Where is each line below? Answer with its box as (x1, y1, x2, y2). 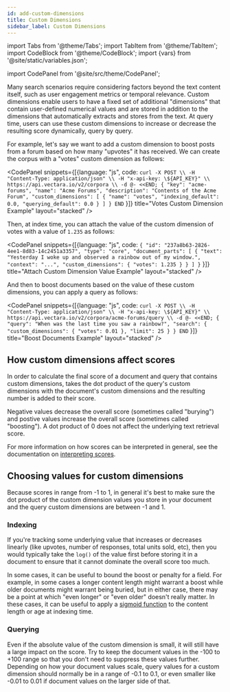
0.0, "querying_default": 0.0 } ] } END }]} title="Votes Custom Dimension (7, 199, 223, 208)
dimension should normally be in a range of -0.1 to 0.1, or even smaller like (7, 669, 216, 678)
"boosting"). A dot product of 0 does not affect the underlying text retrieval (7, 422, 220, 431)
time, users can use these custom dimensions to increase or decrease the (7, 120, 216, 128)
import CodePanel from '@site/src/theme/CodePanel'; (7, 69, 160, 78)
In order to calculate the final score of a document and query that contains (7, 372, 218, 380)
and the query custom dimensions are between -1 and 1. (7, 503, 166, 511)
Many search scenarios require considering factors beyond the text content (7, 83, 221, 91)
